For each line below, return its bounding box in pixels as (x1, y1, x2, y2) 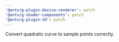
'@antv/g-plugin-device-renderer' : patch (5, 7, 95, 13)
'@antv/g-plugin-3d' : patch (5, 17, 66, 22)
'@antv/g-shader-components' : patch (5, 12, 84, 17)
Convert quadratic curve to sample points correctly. (5, 31, 114, 37)
